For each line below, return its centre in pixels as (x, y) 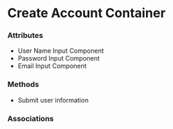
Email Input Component (52, 66)
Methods (23, 85)
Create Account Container (86, 13)
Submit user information (53, 100)
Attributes (25, 36)
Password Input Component (59, 58)
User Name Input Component (61, 51)
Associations (31, 118)
